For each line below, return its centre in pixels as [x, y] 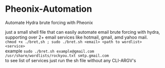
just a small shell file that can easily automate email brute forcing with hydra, [82, 32]
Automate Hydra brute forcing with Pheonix [49, 23]
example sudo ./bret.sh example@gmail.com [50, 51]
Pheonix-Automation [49, 9]
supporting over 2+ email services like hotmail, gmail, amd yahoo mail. [77, 37]
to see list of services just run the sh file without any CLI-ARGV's [71, 60]
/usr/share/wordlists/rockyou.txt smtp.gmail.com [57, 56]
